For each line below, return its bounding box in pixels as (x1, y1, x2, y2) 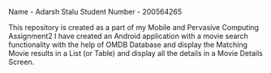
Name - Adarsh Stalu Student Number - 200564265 (8, 7, 183, 16)
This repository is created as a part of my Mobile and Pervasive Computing (8, 23, 260, 32)
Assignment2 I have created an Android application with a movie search (8, 32, 249, 41)
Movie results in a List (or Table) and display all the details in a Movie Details (8, 49, 264, 58)
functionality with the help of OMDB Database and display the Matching (8, 40, 248, 49)
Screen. (8, 57, 35, 67)
